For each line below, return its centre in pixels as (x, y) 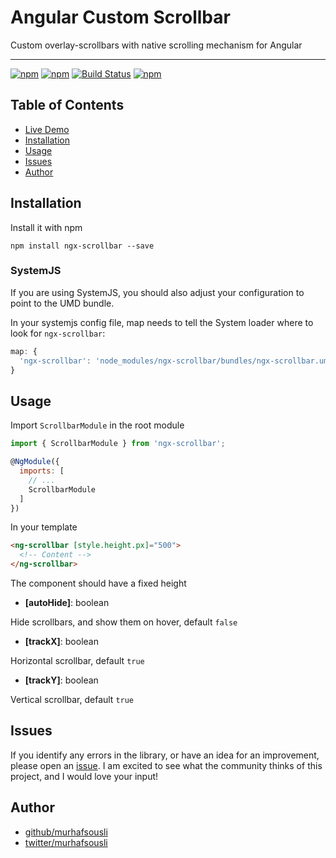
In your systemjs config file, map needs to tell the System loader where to (162, 322)
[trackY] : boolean (61, 680)
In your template (44, 527)
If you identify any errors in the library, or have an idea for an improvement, (165, 755)
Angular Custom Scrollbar (120, 17)
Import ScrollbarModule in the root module (97, 425)
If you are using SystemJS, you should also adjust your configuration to (157, 292)
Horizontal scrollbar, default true (77, 661)
